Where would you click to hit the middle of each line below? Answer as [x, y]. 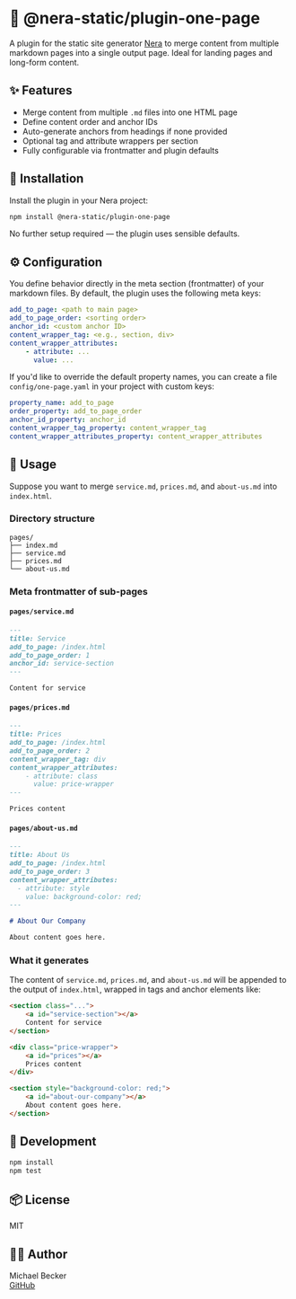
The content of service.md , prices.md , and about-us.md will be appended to [148, 980]
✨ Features [41, 90]
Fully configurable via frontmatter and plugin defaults [121, 150]
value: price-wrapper [74, 784]
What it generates [49, 960]
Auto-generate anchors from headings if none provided [125, 131]
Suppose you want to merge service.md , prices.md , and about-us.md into [144, 486]
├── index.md [34, 545]
